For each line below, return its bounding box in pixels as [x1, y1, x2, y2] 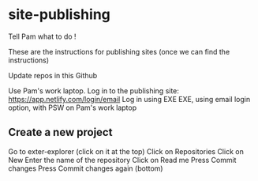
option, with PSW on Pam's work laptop [8, 103, 137, 112]
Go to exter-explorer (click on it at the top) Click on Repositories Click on [8, 146, 245, 156]
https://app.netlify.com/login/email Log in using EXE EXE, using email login [8, 94, 251, 104]
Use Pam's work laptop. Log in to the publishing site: [8, 85, 180, 96]
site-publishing [8, 6, 110, 24]
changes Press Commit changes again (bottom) [8, 164, 163, 173]
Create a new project [8, 126, 113, 139]
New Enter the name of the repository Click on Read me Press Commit [8, 155, 237, 164]
